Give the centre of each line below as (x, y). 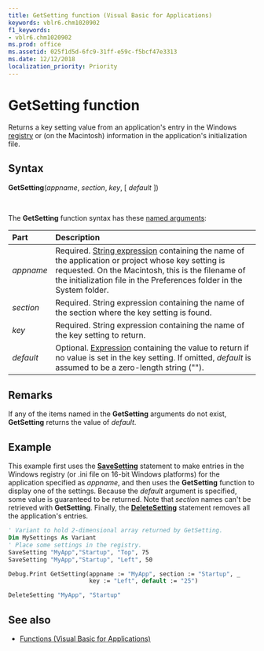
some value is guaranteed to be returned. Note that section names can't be (130, 499)
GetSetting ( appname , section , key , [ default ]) (83, 187)
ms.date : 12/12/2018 (42, 60)
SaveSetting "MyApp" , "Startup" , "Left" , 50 (81, 560)
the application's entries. (48, 516)
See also (29, 620)
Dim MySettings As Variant (52, 538)
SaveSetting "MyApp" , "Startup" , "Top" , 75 (79, 552)
